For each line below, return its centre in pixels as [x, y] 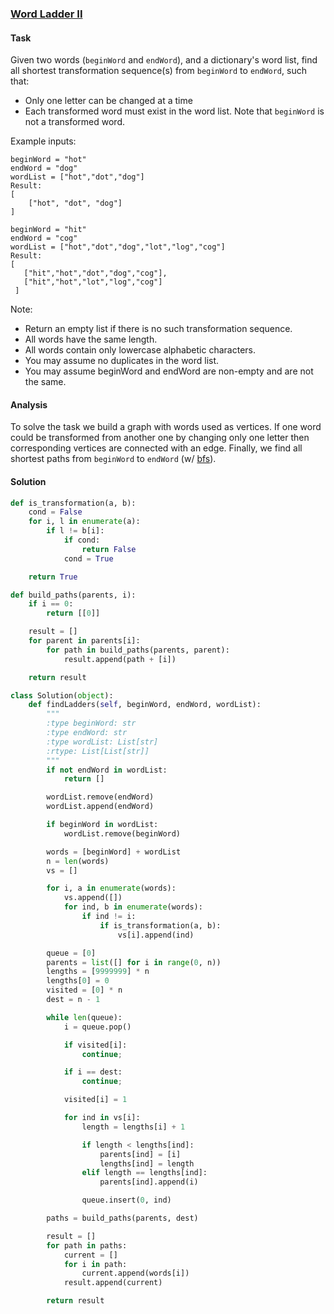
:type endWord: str [87, 733]
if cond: [82, 540]
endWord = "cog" [44, 238]
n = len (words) [78, 861]
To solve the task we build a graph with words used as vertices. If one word [166, 427]
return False [109, 549]
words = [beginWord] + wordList [114, 852]
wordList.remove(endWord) [100, 797]
